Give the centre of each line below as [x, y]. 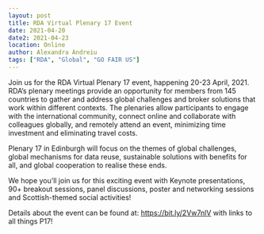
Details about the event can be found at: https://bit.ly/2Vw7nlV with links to [130, 213]
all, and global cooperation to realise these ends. [88, 165]
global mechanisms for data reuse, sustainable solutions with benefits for [128, 156]
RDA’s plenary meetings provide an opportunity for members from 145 [122, 90]
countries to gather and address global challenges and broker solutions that [132, 99]
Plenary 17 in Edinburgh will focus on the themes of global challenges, [122, 148]
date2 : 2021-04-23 [38, 38]
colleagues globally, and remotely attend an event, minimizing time [117, 125]
